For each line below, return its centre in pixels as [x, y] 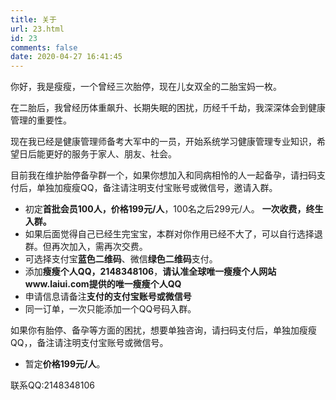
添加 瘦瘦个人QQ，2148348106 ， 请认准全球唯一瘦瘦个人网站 [150, 272]
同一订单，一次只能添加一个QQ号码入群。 [110, 309]
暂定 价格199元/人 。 [65, 364]
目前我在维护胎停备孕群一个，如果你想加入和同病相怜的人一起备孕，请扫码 [163, 175]
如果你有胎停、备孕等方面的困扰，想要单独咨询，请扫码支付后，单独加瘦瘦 [163, 330]
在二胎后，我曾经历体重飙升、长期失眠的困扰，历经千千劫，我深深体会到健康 [168, 108]
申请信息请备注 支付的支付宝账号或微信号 [108, 297]
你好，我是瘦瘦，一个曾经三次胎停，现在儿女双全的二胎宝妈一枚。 [146, 87]
